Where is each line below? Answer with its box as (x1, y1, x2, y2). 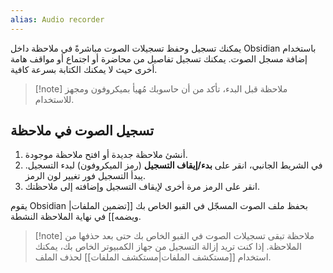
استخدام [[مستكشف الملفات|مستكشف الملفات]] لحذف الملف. (34, 251, 272, 263)
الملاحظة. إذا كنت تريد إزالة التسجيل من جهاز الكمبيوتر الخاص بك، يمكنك (34, 241, 302, 253)
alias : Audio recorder (10, 14, 105, 25)
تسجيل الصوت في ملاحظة (10, 122, 155, 140)
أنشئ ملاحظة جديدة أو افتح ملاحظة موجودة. (24, 149, 188, 161)
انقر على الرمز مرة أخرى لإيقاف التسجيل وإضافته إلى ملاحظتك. (24, 181, 260, 193)
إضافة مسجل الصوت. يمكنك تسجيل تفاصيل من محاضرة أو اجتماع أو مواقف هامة (10, 52, 308, 65)
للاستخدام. (34, 93, 75, 105)
